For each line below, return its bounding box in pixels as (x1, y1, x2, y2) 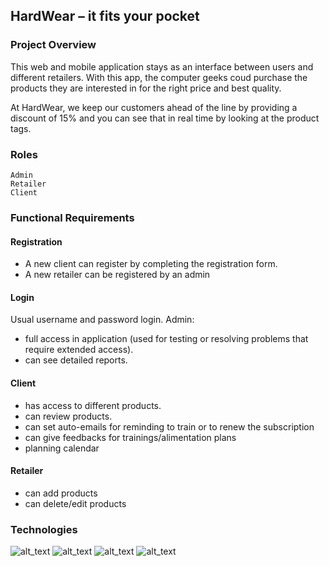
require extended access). (24, 344, 134, 356)
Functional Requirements (10, 210, 135, 224)
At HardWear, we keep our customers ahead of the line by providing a (10, 101, 298, 113)
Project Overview (10, 38, 97, 52)
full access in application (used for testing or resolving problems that (24, 333, 309, 345)
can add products (24, 487, 98, 499)
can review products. (24, 410, 113, 422)
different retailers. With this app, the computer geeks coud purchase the (10, 71, 308, 83)
